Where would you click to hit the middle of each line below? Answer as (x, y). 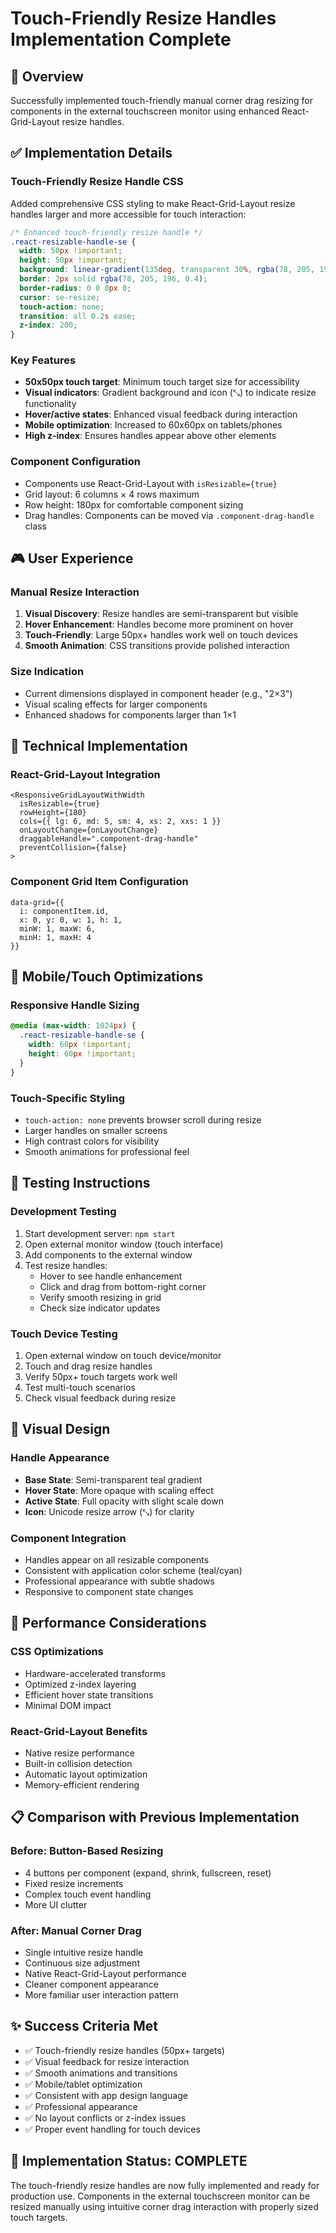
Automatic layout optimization (86, 1774)
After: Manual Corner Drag (76, 1930)
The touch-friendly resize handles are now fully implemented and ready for (165, 2185)
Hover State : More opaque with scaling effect (119, 1490)
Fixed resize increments (74, 1883)
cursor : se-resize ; (60, 297)
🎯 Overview (47, 76)
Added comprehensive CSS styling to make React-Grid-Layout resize (153, 203)
